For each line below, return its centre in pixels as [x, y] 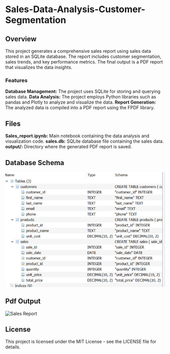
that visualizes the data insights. [39, 67]
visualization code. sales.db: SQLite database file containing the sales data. [84, 141]
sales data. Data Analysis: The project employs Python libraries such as [81, 97]
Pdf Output [23, 301]
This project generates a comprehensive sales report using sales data [78, 51]
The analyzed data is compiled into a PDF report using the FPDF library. [80, 108]
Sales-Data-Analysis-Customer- [75, 9]
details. [13, 347]
